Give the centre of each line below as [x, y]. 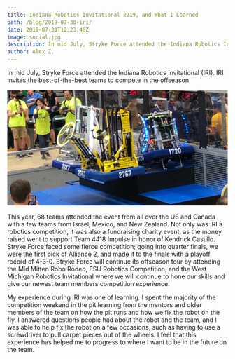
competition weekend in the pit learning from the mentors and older [105, 304]
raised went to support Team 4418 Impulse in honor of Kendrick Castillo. [111, 239]
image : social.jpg [34, 37]
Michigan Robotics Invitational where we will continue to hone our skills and [116, 276]
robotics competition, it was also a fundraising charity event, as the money [115, 231]
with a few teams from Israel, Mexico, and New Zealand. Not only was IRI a [115, 224]
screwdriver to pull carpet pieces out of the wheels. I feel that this [102, 334]
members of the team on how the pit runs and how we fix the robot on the [114, 312]
